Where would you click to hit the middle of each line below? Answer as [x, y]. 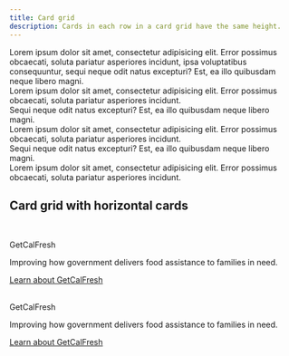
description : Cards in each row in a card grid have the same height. [145, 26]
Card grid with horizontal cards [99, 205]
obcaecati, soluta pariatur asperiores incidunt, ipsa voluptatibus [128, 62]
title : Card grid [42, 18]
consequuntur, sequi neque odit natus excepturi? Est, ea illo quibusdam [143, 71]
